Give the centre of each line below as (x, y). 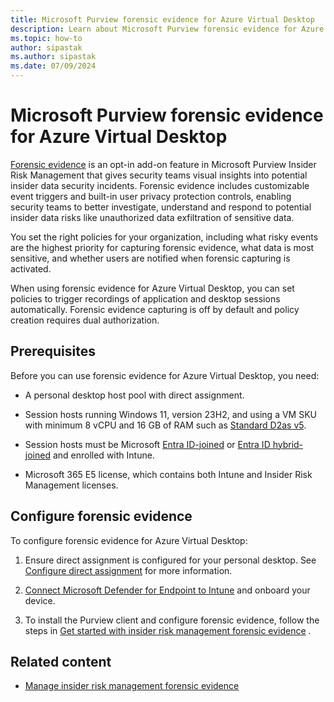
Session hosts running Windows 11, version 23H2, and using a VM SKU (170, 414)
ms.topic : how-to (46, 38)
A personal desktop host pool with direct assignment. (134, 395)
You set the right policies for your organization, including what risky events (164, 237)
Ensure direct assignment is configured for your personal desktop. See (170, 560)
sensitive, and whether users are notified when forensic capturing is (150, 258)
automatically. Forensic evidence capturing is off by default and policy (155, 309)
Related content (61, 661)
